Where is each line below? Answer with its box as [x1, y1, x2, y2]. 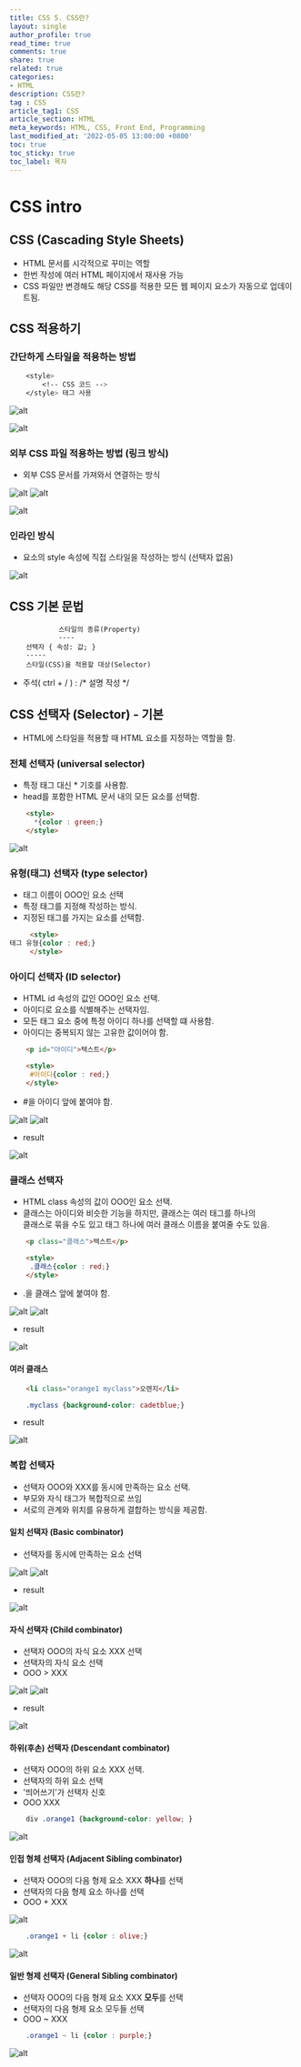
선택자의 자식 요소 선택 [22, 1657, 104, 1669]
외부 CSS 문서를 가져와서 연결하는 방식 [22, 469, 161, 480]
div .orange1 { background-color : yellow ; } [25, 1815, 194, 1824]
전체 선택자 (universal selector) [9, 757, 145, 769]
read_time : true [9, 38, 71, 48]
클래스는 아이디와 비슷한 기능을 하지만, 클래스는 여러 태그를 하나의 [22, 1207, 256, 1219]
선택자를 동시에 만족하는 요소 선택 [22, 1548, 143, 1560]
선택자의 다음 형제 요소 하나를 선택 [22, 1886, 145, 1897]
